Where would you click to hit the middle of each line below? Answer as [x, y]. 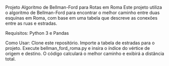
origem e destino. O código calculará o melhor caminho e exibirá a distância [85, 53]
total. [11, 59]
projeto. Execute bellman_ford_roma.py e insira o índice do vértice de [78, 48]
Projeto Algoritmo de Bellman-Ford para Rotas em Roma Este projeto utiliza [84, 7]
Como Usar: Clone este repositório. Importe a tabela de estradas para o [80, 43]
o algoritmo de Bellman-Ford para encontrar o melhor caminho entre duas [82, 13]
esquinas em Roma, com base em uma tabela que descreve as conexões [81, 18]
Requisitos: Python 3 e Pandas [37, 33]
